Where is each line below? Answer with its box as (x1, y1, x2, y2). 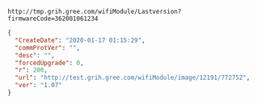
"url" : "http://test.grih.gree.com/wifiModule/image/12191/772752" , (15, 73, 251, 82)
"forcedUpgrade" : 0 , (15, 59, 84, 67)
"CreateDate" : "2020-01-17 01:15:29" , (15, 36, 146, 44)
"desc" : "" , (15, 51, 56, 60)
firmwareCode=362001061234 (7, 15, 99, 23)
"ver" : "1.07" (15, 81, 62, 89)
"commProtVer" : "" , (15, 44, 81, 52)
